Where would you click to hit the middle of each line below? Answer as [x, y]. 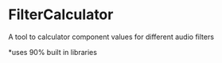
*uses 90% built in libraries [53, 52]
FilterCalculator [61, 15]
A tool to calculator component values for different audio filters [111, 37]
